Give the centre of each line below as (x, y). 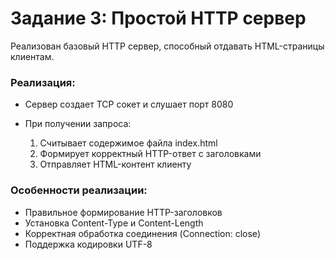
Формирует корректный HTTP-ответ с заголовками (150, 154)
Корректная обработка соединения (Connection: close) (143, 233)
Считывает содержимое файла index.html (128, 143)
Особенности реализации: (79, 190)
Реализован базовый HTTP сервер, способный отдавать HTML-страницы (167, 46)
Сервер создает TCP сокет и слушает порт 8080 (129, 104)
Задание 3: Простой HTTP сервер (158, 18)
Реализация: (43, 82)
